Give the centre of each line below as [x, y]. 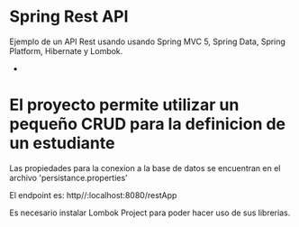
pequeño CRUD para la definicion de [148, 124]
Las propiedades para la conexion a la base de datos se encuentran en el [145, 168]
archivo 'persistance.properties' [68, 177]
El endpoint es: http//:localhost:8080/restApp [93, 195]
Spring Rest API [69, 17]
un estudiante [62, 144]
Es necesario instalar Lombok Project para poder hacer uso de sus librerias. [150, 213]
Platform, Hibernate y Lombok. [66, 50]
